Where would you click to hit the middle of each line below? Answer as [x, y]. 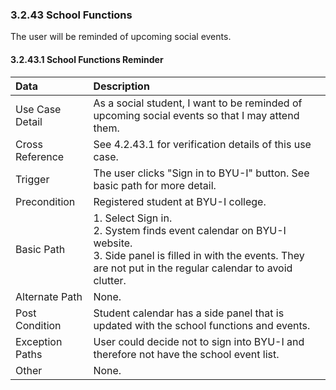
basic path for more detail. [155, 185]
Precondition [45, 201]
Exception [39, 341]
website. [113, 243]
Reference [40, 156]
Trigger [32, 179]
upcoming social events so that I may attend [196, 115]
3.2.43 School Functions [71, 15]
